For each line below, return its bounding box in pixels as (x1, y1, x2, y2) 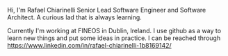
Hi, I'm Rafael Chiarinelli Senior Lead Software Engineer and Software (7, 6, 206, 14)
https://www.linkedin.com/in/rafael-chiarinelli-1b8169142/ (7, 41, 172, 49)
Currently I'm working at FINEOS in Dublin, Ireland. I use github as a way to (7, 27, 221, 35)
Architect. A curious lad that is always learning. (7, 13, 142, 21)
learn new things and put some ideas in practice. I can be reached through (7, 34, 221, 42)
